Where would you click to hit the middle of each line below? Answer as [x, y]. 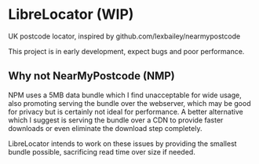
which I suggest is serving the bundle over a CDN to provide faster [116, 120]
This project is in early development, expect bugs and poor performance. [126, 51]
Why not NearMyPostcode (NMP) [91, 76]
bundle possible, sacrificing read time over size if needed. [102, 151]
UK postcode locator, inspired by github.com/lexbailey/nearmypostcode [124, 36]
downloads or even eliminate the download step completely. [105, 128]
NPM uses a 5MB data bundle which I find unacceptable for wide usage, [125, 95]
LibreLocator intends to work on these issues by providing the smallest [122, 144]
